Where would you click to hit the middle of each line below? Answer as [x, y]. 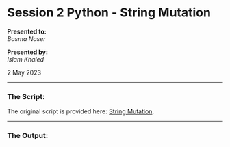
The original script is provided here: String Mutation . [81, 111]
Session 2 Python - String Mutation [109, 13]
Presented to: [27, 31]
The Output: [28, 136]
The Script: [26, 96]
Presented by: [27, 52]
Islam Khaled [26, 59]
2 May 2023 [24, 72]
